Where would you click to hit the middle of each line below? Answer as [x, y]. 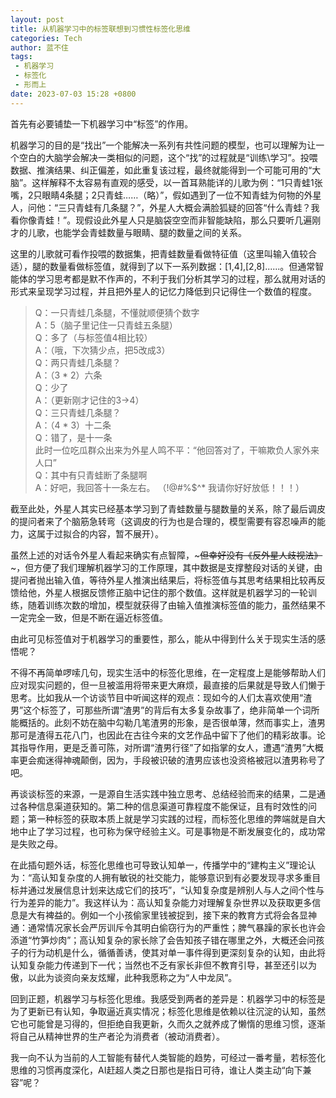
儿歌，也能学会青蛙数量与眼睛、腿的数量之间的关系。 [137, 232]
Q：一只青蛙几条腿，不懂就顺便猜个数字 [117, 312]
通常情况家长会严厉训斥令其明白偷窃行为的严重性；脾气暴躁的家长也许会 [176, 927]
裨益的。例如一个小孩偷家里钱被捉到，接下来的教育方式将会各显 [176, 915]
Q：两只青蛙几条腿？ [78, 362]
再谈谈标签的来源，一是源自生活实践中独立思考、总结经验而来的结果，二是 [163, 793]
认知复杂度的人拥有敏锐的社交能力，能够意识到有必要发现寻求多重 [176, 877]
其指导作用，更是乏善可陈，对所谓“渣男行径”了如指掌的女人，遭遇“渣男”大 [162, 747]
